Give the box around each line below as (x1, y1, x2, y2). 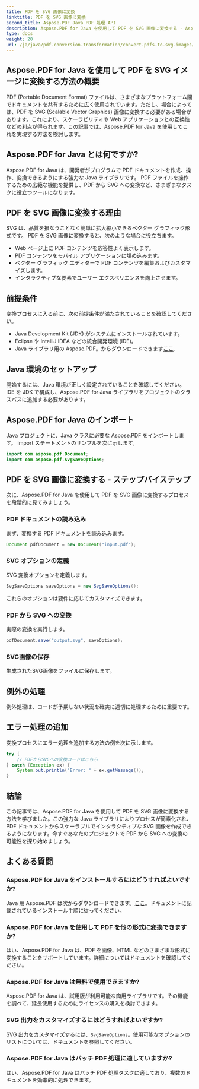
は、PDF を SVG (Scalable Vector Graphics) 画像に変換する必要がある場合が (6, 108, 192, 115)
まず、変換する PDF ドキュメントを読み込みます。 (6, 530, 127, 537)
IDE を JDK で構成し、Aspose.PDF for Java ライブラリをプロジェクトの (6, 388, 181, 395)
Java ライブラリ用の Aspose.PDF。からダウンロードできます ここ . (14, 345, 175, 352)
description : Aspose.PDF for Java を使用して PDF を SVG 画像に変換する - (6, 25, 183, 31)
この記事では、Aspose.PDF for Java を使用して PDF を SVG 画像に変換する (6, 808, 190, 815)
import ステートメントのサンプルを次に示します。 (17, 439, 138, 446)
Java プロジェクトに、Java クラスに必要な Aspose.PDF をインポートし (6, 432, 179, 439)
